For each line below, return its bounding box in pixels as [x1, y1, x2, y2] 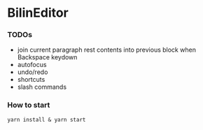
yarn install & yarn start [7, 116, 86, 123]
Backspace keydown [17, 53, 78, 62]
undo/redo [17, 68, 48, 76]
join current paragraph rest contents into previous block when [17, 45, 196, 54]
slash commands [17, 82, 67, 92]
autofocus [17, 61, 47, 69]
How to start [7, 100, 50, 110]
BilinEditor [7, 5, 69, 21]
